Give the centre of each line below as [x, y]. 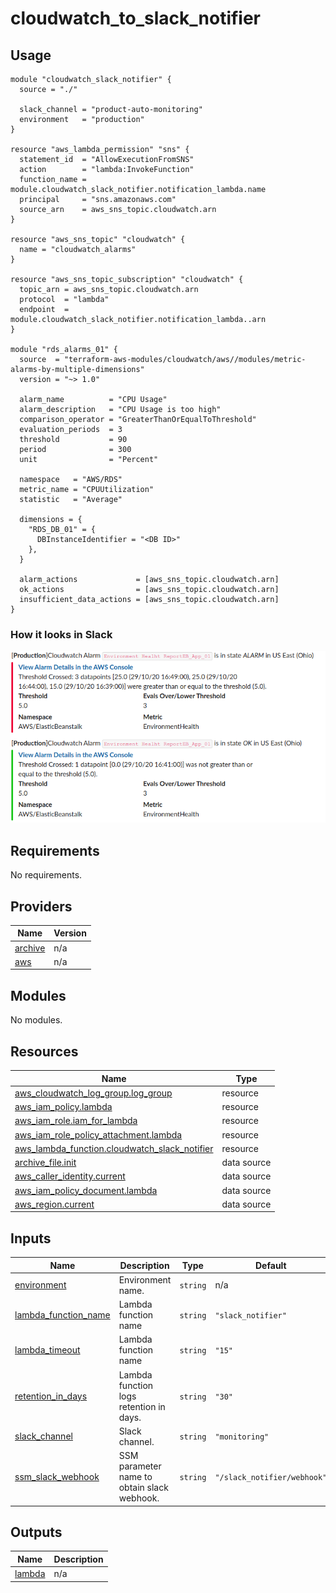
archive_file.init [45, 1163]
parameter [140, 1466]
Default [271, 1265]
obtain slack [143, 1488]
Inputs [31, 1238]
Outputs [36, 1532]
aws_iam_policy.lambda [63, 1107]
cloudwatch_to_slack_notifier [136, 18]
